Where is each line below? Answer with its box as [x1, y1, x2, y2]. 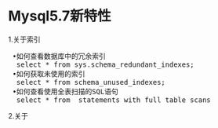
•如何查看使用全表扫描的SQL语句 [12, 87, 119, 96]
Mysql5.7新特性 [8, 7, 111, 25]
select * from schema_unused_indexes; [16, 78, 166, 86]
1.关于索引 [8, 35, 41, 44]
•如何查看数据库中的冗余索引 [12, 52, 106, 60]
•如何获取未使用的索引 [12, 69, 85, 79]
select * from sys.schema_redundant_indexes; [16, 60, 194, 69]
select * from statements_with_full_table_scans [16, 95, 212, 104]
